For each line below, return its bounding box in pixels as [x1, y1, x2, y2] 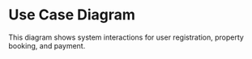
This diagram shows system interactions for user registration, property [8, 32, 245, 42]
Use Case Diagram [8, 6, 136, 24]
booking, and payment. [8, 40, 86, 50]
